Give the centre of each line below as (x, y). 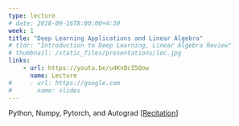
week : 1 (21, 30)
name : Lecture (54, 75)
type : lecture (32, 16)
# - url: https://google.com (64, 83)
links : (19, 61)
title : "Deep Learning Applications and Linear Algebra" (106, 38)
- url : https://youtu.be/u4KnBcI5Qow (86, 68)
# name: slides (45, 90)
